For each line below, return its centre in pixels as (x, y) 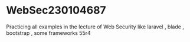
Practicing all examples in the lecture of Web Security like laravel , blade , (95, 27)
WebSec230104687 (56, 10)
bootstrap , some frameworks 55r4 (49, 33)
